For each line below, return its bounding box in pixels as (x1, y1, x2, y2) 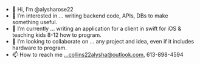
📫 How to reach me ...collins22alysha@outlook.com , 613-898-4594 (12, 51, 184, 58)
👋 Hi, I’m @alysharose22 (12, 6, 74, 13)
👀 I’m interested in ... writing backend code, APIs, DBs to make (12, 12, 168, 19)
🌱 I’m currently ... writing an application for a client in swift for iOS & (12, 25, 182, 32)
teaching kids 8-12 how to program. (12, 31, 102, 39)
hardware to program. (12, 44, 67, 51)
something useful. (12, 19, 58, 25)
